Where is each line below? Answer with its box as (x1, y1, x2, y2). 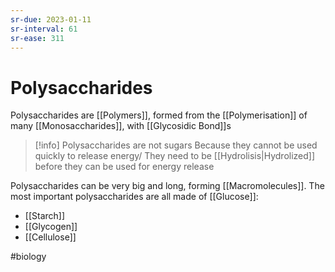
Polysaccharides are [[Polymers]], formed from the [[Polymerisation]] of (10, 109, 308, 121)
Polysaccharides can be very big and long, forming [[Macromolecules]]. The (10, 180, 325, 192)
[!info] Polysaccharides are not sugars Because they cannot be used (34, 139, 318, 151)
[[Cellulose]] (24, 231, 77, 243)
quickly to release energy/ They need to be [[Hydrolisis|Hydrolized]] (34, 150, 316, 162)
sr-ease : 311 (10, 33, 65, 43)
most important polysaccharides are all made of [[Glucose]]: (10, 191, 259, 203)
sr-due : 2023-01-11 (10, 14, 92, 25)
